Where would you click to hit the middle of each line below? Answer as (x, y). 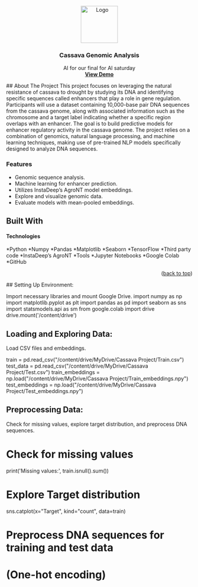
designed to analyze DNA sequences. (52, 149)
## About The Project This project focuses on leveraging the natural (89, 86)
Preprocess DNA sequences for (85, 535)
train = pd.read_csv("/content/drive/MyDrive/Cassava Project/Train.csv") (95, 360)
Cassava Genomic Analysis (99, 55)
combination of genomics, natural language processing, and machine (90, 136)
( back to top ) (177, 273)
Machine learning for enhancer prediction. (66, 183)
